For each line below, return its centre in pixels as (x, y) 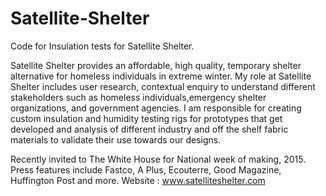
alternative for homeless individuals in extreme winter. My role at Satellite (161, 76)
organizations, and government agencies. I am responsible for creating (156, 108)
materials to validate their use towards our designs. (116, 139)
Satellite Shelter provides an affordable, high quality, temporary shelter (156, 65)
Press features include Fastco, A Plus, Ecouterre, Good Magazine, (146, 169)
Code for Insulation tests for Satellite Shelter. (102, 46)
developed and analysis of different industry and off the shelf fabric (149, 129)
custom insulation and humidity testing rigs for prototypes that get (146, 118)
